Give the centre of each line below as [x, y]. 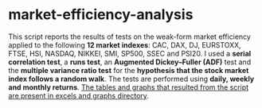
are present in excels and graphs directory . [79, 95]
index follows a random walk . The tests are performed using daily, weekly [131, 79]
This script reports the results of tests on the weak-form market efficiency [129, 37]
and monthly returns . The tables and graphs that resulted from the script [129, 87]
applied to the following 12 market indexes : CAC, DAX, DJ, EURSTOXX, [125, 44]
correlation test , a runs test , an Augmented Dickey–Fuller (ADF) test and [130, 62]
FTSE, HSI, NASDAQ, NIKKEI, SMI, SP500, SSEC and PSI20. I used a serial [130, 53]
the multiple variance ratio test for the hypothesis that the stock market [129, 70]
